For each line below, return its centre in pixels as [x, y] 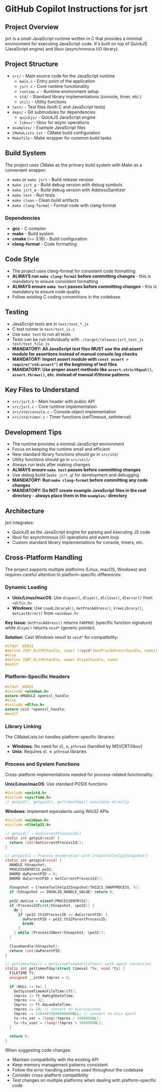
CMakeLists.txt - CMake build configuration [56, 133]
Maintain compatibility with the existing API [55, 1060]
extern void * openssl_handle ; [36, 709]
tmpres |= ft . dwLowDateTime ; [43, 1005]
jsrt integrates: [19, 522]
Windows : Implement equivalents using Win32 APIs [57, 811]
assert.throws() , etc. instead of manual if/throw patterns [71, 374]
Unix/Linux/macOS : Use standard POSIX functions [56, 784]
